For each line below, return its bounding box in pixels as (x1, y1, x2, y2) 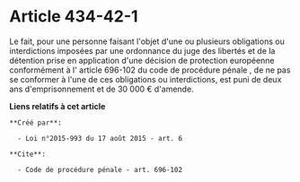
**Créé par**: (9, 118, 63, 127)
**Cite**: (9, 150, 47, 159)
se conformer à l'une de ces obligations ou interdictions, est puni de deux (9, 74, 282, 84)
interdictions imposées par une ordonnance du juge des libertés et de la (9, 45, 276, 56)
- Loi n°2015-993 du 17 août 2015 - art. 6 (17, 134, 182, 143)
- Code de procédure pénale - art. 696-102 (17, 165, 182, 174)
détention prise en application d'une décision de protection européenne (9, 55, 276, 65)
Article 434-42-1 (9, 6, 138, 27)
